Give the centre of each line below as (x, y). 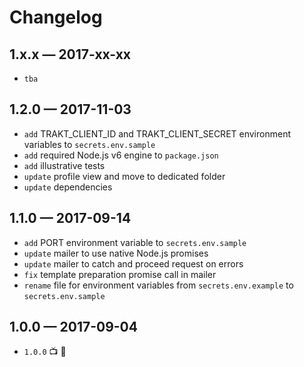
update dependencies (68, 187)
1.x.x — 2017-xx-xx (70, 54)
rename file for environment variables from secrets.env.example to (158, 285)
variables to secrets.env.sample (89, 144)
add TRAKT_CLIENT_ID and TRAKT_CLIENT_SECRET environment (157, 133)
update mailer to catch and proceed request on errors (133, 263)
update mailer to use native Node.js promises (116, 253)
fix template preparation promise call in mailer (120, 274)
